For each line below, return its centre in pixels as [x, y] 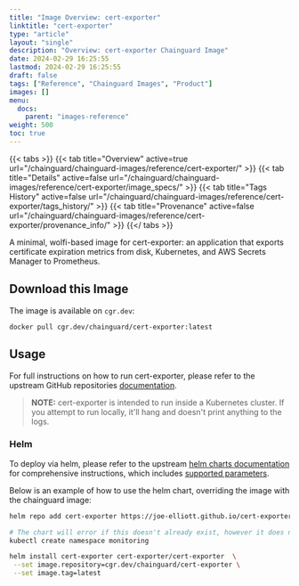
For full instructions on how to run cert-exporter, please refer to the [132, 376]
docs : [28, 109]
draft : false [33, 76]
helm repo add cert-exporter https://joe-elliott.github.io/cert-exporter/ [153, 516]
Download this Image [69, 289]
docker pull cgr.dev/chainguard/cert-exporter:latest [111, 327]
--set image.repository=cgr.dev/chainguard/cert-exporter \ [127, 565]
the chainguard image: [50, 500]
